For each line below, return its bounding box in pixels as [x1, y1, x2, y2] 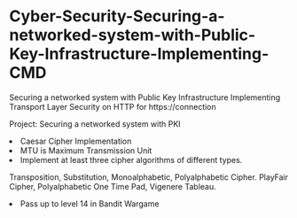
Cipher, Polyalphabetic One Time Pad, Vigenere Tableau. [9, 181, 217, 191]
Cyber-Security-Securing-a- [9, 6, 225, 27]
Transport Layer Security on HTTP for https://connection [9, 101, 217, 112]
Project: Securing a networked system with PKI [9, 118, 181, 129]
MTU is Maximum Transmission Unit [20, 144, 152, 156]
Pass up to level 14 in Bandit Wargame [20, 198, 160, 209]
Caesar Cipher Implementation [20, 136, 132, 146]
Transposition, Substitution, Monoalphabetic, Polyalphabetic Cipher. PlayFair [9, 171, 289, 183]
